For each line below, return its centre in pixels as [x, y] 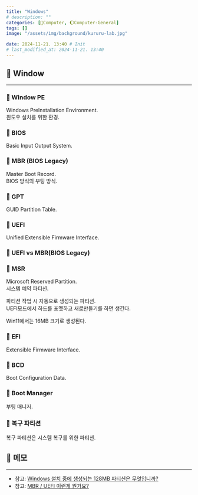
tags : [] [17, 28]
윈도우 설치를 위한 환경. [33, 117]
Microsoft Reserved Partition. [42, 282]
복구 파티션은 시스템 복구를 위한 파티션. [51, 437]
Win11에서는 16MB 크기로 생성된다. [46, 321]
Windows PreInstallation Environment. [52, 110]
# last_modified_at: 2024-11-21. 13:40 [55, 50]
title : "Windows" [27, 12]
